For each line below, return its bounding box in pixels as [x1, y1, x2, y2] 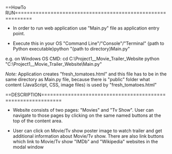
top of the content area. [12, 118, 63, 124]
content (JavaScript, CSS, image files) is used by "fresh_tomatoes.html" [5, 82, 157, 88]
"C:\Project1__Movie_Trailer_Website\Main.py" [5, 61, 102, 67]
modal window [12, 144, 44, 150]
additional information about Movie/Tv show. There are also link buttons [12, 133, 164, 139]
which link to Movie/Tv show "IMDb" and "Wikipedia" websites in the [12, 139, 158, 144]
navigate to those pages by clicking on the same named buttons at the [12, 112, 161, 118]
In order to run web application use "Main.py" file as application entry [12, 25, 160, 31]
